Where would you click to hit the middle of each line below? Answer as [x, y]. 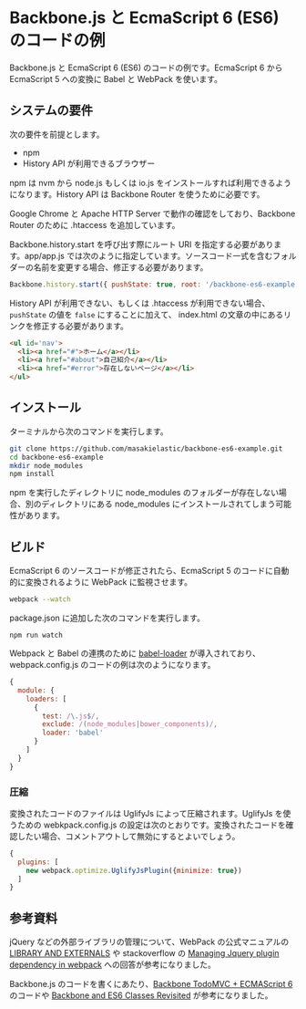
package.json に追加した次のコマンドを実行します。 [107, 618]
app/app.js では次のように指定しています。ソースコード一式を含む [148, 255]
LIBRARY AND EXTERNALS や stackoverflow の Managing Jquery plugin [144, 953]
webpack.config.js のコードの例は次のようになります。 [112, 665]
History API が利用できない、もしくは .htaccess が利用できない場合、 [140, 303]
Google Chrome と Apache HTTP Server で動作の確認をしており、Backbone [153, 213]
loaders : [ [46, 699]
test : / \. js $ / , [71, 716]
